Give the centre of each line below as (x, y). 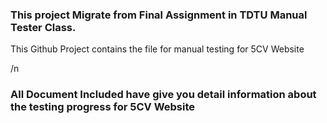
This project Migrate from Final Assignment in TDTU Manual (159, 15)
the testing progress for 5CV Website (103, 107)
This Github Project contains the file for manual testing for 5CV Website (157, 49)
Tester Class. (43, 27)
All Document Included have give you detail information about (163, 95)
